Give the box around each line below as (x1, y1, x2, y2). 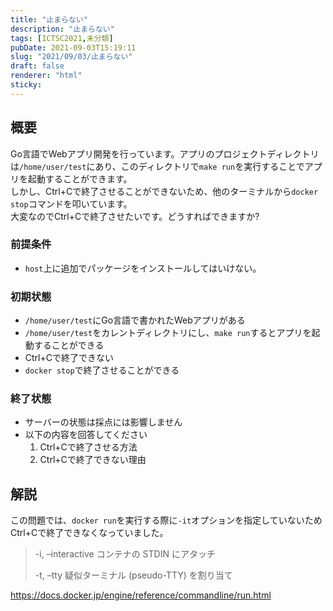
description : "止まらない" (10, 24, 115, 34)
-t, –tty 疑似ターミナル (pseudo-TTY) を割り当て (34, 569, 233, 581)
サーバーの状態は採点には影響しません (24, 416, 183, 428)
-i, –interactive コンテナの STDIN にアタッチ (34, 548, 216, 560)
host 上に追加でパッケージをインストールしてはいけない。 (24, 262, 262, 274)
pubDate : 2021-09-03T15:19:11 (10, 42, 137, 53)
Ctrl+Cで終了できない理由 (39, 454, 147, 466)
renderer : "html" (10, 71, 83, 81)
